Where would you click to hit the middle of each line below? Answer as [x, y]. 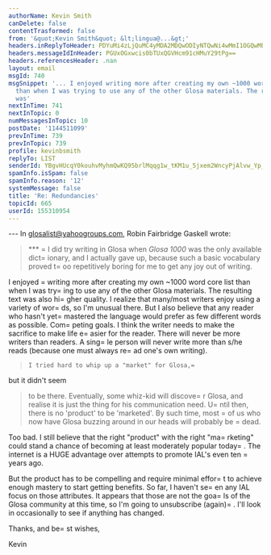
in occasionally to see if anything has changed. [87, 513]
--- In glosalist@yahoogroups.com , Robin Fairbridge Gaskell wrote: [120, 234]
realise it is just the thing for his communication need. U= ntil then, [138, 405]
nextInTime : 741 [35, 106]
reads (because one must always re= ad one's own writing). [108, 351]
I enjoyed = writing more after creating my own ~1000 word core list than [129, 282]
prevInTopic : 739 [38, 143]
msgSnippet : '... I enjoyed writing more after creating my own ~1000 [129, 83]
